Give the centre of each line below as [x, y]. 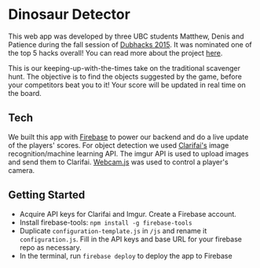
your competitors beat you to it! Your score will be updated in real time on [127, 85]
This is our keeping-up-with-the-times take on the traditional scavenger [125, 68]
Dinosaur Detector [70, 15]
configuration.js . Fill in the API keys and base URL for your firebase [130, 239]
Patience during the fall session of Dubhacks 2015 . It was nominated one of [130, 44]
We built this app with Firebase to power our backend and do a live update [128, 137]
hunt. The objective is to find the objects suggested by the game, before [125, 76]
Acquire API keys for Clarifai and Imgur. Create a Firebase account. [128, 214]
